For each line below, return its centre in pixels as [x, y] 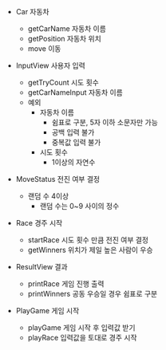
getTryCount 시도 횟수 [63, 83]
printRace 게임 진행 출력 [66, 284]
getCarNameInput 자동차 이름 [75, 92]
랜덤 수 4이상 [48, 196]
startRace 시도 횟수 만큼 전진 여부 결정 [88, 240]
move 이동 [44, 49]
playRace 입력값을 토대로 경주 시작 [82, 338]
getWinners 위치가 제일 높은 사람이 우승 [90, 250]
